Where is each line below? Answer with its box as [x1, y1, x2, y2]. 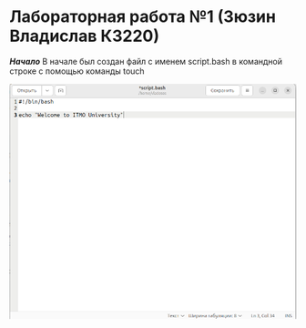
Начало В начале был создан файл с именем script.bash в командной [9, 56, 282, 67]
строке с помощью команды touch [9, 66, 145, 77]
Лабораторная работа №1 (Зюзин [9, 6, 276, 27]
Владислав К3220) [9, 26, 159, 46]
